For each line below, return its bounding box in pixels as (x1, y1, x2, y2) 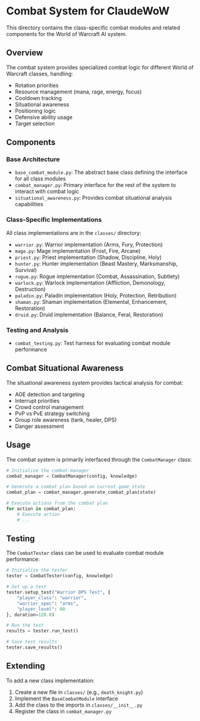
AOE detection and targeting (14, 391, 85, 398)
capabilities (14, 201, 44, 208)
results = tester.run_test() (6, 628, 79, 634)
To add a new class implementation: (6, 677, 95, 684)
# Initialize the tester (6, 568, 68, 574)
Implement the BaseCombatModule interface (14, 695, 118, 702)
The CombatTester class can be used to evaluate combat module (6, 550, 164, 557)
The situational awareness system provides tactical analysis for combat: (6, 379, 184, 386)
